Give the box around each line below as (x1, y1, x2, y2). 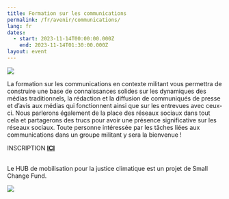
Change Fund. (7, 172, 47, 180)
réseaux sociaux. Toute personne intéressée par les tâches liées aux (7, 123, 200, 131)
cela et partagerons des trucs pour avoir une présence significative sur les (7, 116, 217, 124)
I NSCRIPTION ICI (7, 144, 55, 152)
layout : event (7, 49, 48, 55)
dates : (7, 29, 26, 36)
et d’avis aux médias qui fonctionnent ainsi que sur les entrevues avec (7, 101, 205, 109)
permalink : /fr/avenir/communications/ (7, 16, 121, 23)
